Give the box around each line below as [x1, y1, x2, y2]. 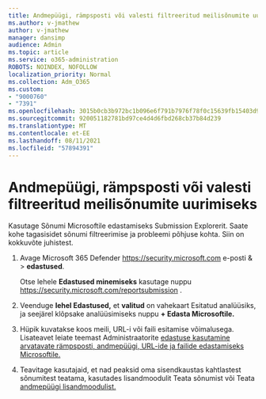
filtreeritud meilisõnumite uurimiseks [8, 195, 257, 213]
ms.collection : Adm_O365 [8, 78, 90, 85]
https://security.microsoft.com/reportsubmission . [19, 286, 182, 295]
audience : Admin [8, 41, 62, 49]
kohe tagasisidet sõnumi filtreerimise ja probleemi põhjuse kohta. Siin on [8, 230, 245, 239]
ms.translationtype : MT [8, 122, 87, 130]
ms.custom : [8, 85, 44, 93]
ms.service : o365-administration [8, 56, 119, 64]
